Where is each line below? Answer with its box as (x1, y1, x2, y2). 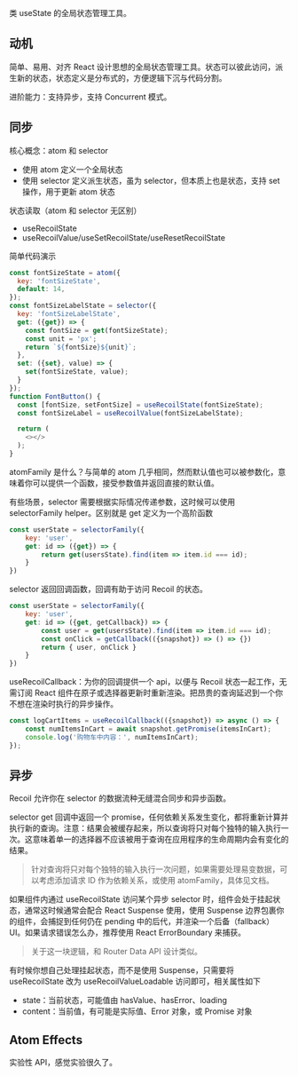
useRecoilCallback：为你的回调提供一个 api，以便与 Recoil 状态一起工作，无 (9, 676, 287, 687)
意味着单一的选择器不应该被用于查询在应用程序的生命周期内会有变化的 (32, 834, 289, 845)
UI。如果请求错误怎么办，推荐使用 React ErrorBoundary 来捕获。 (9, 927, 247, 938)
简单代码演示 (9, 250, 56, 261)
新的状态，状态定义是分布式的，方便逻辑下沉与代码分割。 (16, 72, 227, 83)
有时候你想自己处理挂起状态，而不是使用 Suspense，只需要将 (9, 965, 235, 976)
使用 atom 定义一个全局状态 (21, 163, 123, 175)
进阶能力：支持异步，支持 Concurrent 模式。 (9, 91, 172, 102)
